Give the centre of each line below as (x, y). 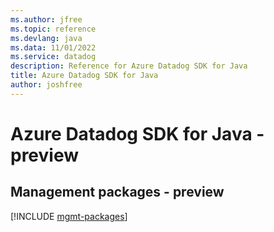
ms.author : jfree (46, 19)
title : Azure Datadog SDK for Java (84, 76)
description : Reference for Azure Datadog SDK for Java (129, 66)
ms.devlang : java (46, 38)
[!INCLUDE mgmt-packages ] (69, 216)
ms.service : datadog (53, 57)
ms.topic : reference (53, 29)
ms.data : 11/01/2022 (53, 47)
